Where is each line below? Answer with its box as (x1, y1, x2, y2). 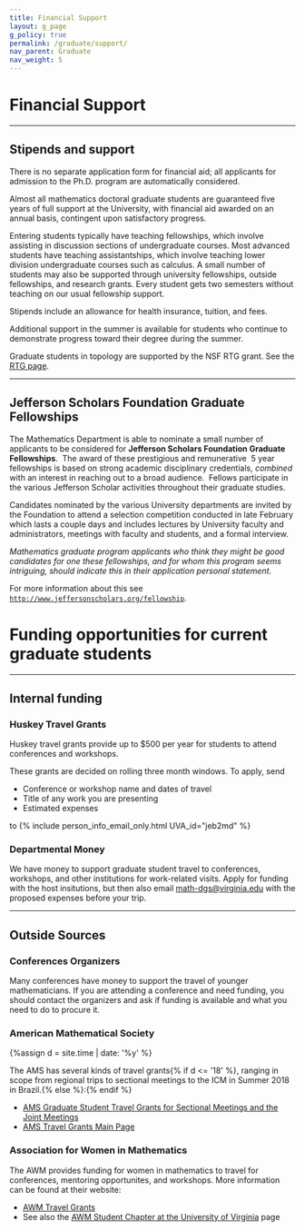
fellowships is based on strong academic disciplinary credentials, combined (9, 462, 293, 473)
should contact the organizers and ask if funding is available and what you (9, 995, 288, 1006)
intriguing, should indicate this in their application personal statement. (9, 565, 272, 576)
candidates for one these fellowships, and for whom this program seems (9, 555, 281, 566)
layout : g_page (9, 22, 67, 31)
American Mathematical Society (9, 1027, 155, 1040)
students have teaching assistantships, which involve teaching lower (9, 249, 266, 260)
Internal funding (9, 690, 103, 706)
